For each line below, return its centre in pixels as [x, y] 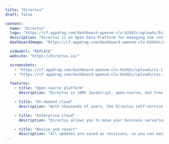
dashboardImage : [27, 42]
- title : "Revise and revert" [46, 129]
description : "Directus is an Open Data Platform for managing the [82, 38]
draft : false [19, 15]
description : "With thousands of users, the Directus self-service [91, 106]
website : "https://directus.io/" [45, 56]
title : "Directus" [24, 10]
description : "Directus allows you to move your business [80, 120]
